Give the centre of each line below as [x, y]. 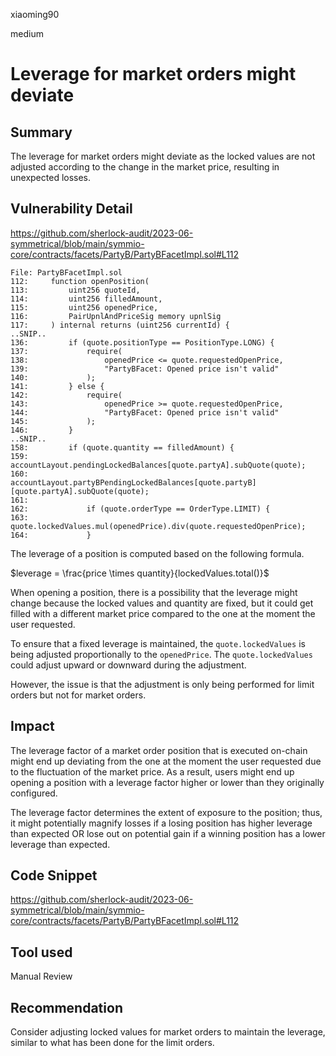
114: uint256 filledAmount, [86, 299]
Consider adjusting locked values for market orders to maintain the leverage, [168, 1032]
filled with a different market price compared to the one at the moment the [163, 613]
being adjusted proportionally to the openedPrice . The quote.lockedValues [161, 654]
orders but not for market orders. [78, 695]
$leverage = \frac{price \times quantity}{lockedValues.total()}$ [140, 573]
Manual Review [41, 976]
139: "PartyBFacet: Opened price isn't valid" [145, 369]
